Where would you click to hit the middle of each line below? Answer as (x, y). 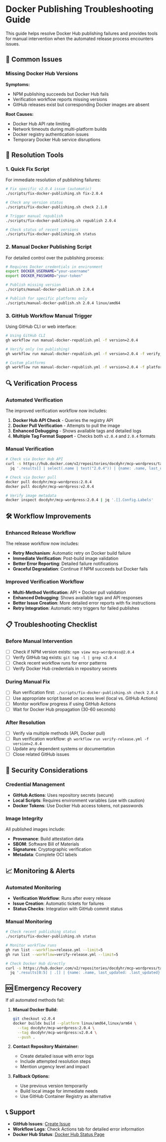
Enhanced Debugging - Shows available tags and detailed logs (77, 431)
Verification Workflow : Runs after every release (62, 898)
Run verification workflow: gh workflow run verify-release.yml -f (81, 739)
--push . (26, 1037)
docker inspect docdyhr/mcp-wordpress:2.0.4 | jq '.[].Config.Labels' (80, 500)
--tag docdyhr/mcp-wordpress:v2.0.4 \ (57, 1033)
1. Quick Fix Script (28, 169)
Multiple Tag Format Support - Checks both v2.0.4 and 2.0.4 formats (84, 436)
